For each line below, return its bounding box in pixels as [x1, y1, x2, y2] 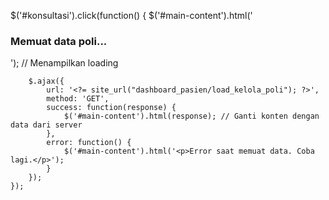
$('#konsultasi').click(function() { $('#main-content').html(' [10, 10, 253, 21]
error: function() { [46, 138, 132, 148]
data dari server [10, 120, 83, 130]
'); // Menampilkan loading [10, 57, 119, 69]
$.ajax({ [28, 76, 65, 87]
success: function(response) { [46, 103, 177, 113]
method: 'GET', [46, 94, 110, 104]
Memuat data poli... [10, 34, 108, 48]
